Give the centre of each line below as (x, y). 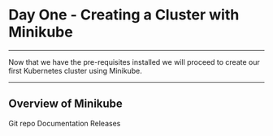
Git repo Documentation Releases (65, 123)
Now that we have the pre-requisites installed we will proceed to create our (134, 62)
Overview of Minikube (66, 104)
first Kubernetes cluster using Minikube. (75, 70)
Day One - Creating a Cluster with (124, 15)
